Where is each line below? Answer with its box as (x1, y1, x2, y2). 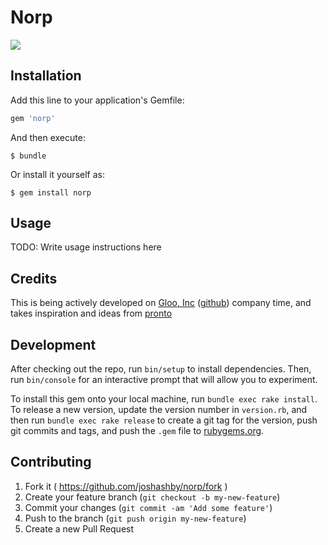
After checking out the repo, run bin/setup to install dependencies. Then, (10, 363, 312, 375)
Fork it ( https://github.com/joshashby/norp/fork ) (24, 480, 228, 492)
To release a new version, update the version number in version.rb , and (10, 404, 308, 416)
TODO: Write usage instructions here (10, 241, 162, 253)
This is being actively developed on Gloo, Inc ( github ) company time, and (10, 297, 312, 309)
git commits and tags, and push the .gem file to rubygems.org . (10, 425, 265, 437)
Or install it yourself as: (10, 168, 105, 180)
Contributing (10, 454, 92, 471)
